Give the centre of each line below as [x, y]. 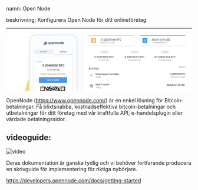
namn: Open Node [28, 9]
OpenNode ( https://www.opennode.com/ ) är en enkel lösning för [85, 100]
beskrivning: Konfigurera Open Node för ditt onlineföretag [76, 20]
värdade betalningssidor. [36, 119]
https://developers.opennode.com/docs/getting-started [74, 181]
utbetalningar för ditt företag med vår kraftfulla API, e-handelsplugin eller [95, 113]
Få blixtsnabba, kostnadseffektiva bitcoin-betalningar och [106, 106]
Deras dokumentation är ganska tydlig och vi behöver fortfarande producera [99, 163]
